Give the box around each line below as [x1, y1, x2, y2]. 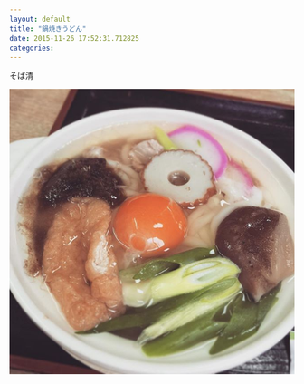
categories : [9, 43, 54, 53]
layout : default [9, 14, 71, 24]
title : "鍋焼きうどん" [9, 24, 87, 34]
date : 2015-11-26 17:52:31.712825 [9, 34, 140, 43]
